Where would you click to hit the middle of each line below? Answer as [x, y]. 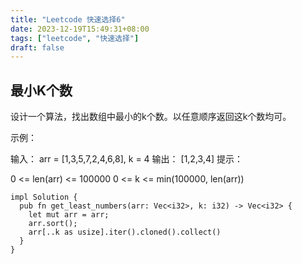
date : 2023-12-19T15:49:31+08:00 [80, 29]
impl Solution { [44, 197]
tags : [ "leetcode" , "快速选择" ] [75, 38]
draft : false [37, 47]
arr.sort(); [53, 224]
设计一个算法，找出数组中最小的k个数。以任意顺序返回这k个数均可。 [151, 117]
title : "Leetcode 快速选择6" [68, 19]
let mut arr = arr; [69, 215]
